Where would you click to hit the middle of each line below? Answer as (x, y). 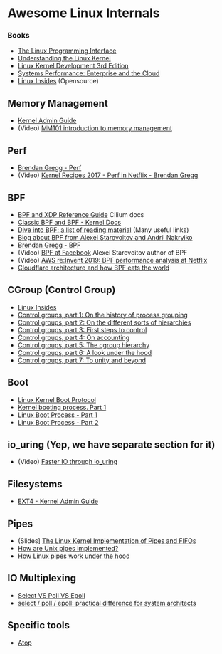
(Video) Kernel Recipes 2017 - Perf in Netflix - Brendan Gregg (108, 175)
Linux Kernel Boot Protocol (57, 399)
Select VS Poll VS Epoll (51, 595)
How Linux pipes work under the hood (74, 556)
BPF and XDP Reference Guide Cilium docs (81, 214)
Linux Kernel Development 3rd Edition (73, 66)
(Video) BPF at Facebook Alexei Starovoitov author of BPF (102, 252)
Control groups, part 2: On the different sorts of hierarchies (104, 322)
